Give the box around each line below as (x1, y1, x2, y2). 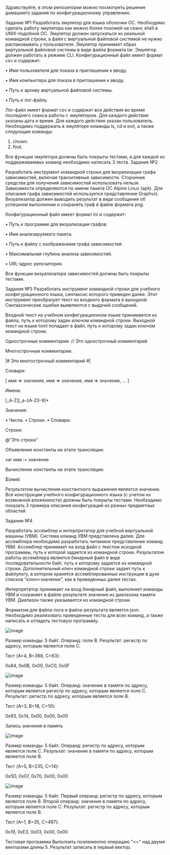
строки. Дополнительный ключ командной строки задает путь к (5, 566, 146, 571)
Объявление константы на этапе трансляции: (5, 447, 105, 452)
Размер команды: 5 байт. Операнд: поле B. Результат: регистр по (5, 637, 148, 644)
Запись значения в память (5, 723, 63, 729)
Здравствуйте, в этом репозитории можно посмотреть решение (5, 5, 146, 10)
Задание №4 (5, 518, 33, 524)
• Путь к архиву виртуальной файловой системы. (5, 87, 113, 93)
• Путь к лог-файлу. (5, 97, 48, 103)
